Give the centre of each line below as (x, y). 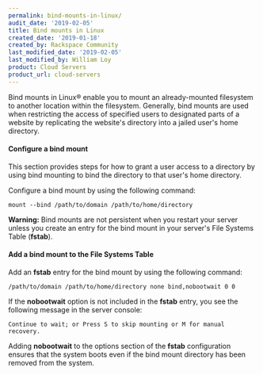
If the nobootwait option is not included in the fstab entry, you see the (123, 301)
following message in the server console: (75, 310)
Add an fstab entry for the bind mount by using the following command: (126, 272)
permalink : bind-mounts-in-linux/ (65, 15)
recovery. (25, 331)
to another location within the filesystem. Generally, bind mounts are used (129, 105)
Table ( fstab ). (30, 236)
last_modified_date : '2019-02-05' (65, 52)
